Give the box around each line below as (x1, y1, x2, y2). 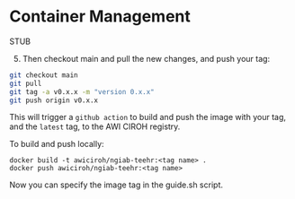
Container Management (9, 6, 192, 27)
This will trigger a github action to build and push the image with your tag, (9, 112, 286, 123)
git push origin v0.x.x (9, 96, 99, 105)
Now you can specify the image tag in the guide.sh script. (9, 179, 223, 190)
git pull (9, 79, 42, 88)
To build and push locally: (9, 139, 105, 150)
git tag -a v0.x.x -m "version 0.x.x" (9, 87, 155, 96)
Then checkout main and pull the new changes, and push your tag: (22, 53, 271, 64)
